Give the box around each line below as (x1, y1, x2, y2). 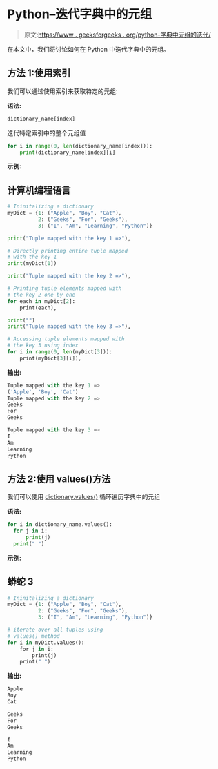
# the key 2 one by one (7, 291, 76, 298)
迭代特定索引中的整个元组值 (7, 128, 86, 137)
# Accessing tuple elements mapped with (7, 335, 126, 342)
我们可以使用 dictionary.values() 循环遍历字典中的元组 (7, 493, 161, 501)
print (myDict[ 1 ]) (7, 260, 57, 267)
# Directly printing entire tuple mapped (7, 247, 128, 254)
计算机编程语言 (7, 184, 71, 196)
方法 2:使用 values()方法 (7, 473, 111, 485)
